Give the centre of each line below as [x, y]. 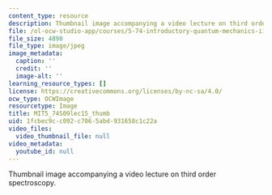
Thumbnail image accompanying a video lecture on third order [113, 174]
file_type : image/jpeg [47, 46]
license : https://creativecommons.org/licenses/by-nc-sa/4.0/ [115, 91]
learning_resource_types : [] [57, 83]
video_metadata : [36, 144]
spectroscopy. [32, 183]
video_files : [30, 129]
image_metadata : [36, 53]
